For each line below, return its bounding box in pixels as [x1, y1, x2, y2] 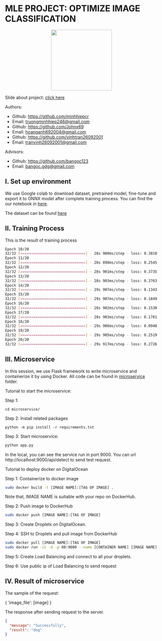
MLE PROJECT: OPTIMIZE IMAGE [5, 3, 141, 14]
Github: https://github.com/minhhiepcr [12, 113, 89, 119]
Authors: [5, 104, 22, 110]
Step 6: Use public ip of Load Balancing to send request [5, 563, 117, 569]
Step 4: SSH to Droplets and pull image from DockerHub [5, 531, 117, 537]
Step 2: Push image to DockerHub [5, 503, 73, 509]
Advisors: [5, 149, 24, 154]
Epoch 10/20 [5, 246, 29, 251]
